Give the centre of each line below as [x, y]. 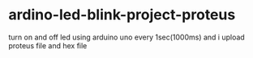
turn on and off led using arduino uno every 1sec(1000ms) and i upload [126, 37]
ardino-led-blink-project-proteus [122, 15]
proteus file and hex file [48, 45]
